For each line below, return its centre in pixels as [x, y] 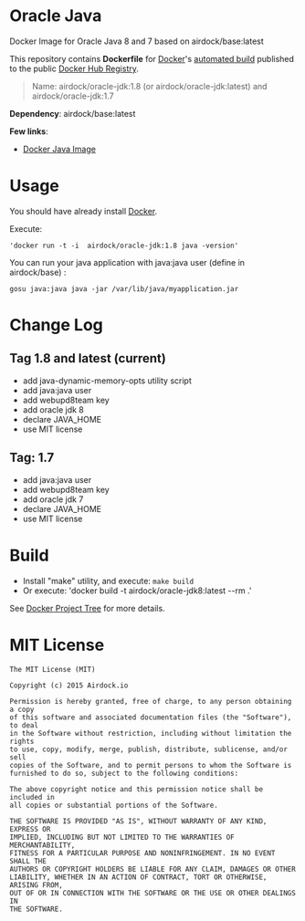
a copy [22, 709]
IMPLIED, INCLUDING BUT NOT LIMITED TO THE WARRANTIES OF [122, 837]
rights [22, 741]
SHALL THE [28, 861]
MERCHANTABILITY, [42, 845]
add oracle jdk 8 [53, 409]
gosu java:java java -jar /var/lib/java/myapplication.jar [124, 288]
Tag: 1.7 [32, 458]
